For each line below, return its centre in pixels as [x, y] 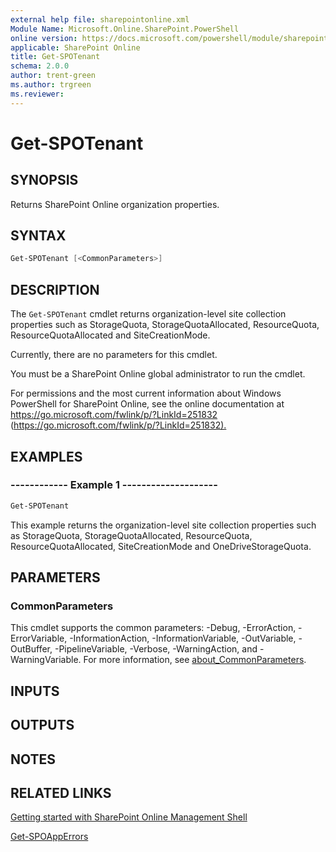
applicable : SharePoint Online [75, 47]
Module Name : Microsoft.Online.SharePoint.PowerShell [125, 29]
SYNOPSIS [44, 180]
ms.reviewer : [37, 94]
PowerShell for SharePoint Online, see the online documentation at [147, 404]
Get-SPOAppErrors [49, 837]
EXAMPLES [46, 456]
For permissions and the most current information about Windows [146, 393]
